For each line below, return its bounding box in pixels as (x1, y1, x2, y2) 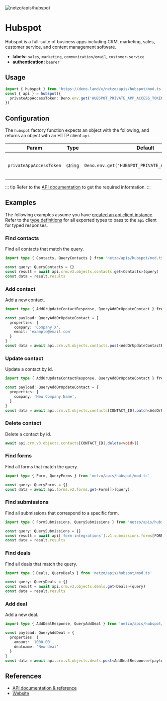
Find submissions (5, 499, 49, 506)
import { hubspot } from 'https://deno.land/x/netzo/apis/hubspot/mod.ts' (5, 87, 164, 91)
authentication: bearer (12, 59, 60, 65)
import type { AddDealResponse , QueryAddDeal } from (5, 621, 117, 626)
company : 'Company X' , (14, 325, 61, 330)
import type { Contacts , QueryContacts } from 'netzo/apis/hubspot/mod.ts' (5, 256, 166, 261)
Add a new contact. (5, 297, 45, 303)
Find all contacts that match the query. (5, 246, 84, 252)
